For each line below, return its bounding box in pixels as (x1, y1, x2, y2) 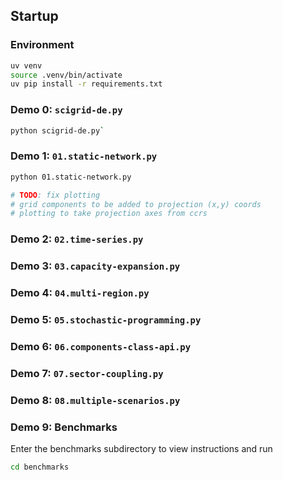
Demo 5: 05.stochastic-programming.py (10, 312, 202, 326)
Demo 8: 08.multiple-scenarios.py (10, 393, 181, 407)
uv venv (10, 60, 43, 71)
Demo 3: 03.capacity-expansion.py (10, 259, 181, 273)
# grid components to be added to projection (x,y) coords (10, 199, 262, 209)
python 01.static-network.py (10, 172, 132, 182)
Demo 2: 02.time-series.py (10, 232, 144, 246)
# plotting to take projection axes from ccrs (10, 209, 208, 219)
